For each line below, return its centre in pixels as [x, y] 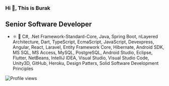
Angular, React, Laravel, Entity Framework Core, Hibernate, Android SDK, [88, 47]
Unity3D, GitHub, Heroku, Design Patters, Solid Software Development [86, 63]
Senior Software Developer [49, 24]
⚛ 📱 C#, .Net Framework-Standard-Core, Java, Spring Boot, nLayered [85, 36]
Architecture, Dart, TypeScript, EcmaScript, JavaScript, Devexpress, [83, 42]
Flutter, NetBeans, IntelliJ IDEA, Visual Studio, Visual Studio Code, [81, 58]
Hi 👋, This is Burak [28, 8]
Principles [23, 68]
